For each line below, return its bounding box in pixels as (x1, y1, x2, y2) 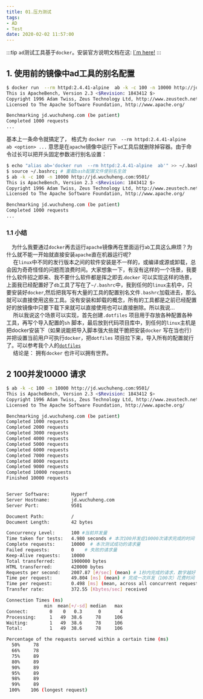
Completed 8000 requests (6, 458, 69, 464)
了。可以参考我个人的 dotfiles (6, 342, 82, 349)
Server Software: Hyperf (6, 491, 88, 497)
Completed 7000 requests (6, 452, 69, 459)
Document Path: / (6, 513, 74, 520)
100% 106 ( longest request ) (8, 687, 88, 694)
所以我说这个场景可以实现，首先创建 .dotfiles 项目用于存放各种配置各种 (13, 311, 193, 319)
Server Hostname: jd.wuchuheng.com (6, 497, 115, 503)
